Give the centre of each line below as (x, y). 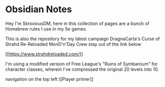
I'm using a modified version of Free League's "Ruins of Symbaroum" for (81, 64)
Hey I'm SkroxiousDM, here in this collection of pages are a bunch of (77, 23)
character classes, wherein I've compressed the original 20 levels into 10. (82, 69)
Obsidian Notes (39, 9)
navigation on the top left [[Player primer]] (49, 79)
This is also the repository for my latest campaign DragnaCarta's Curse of (83, 39)
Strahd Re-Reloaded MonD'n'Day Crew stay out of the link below (73, 44)
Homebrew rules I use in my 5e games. (46, 28)
